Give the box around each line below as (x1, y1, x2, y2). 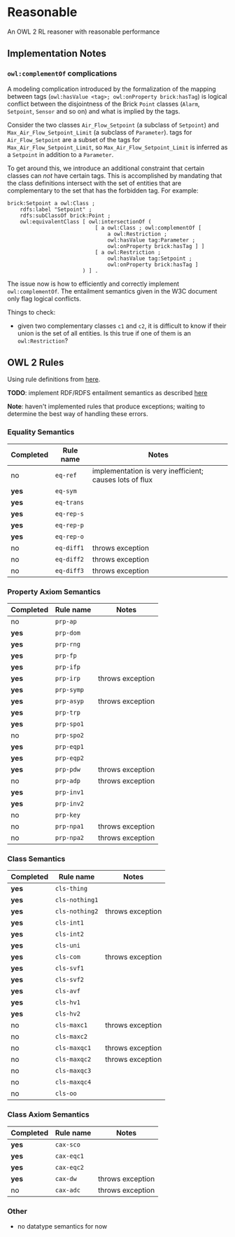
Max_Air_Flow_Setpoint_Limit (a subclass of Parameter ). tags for (7, 127, 192, 137)
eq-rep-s (55, 509, 85, 518)
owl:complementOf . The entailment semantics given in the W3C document (7, 286, 218, 295)
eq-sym (55, 487, 77, 495)
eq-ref (55, 471, 77, 479)
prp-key (55, 811, 80, 820)
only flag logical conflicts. (7, 294, 82, 303)
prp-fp (55, 652, 77, 660)
